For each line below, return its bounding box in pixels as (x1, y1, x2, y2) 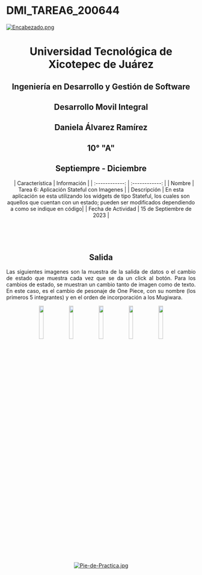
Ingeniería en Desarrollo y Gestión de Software (11, 81, 191, 92)
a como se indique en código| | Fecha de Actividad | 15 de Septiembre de (10, 205, 192, 212)
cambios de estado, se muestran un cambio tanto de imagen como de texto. (6, 281, 196, 288)
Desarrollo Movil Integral (54, 102, 148, 112)
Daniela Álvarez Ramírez (54, 122, 148, 133)
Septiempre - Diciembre (55, 163, 147, 174)
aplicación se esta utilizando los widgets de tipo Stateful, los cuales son (11, 192, 191, 200)
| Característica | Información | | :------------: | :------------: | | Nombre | (14, 179, 194, 187)
